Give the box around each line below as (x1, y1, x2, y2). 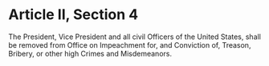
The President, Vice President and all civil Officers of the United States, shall (8, 32, 261, 41)
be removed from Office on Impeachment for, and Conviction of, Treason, (8, 40, 251, 49)
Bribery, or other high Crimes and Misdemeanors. (8, 49, 173, 58)
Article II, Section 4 (8, 6, 139, 24)
